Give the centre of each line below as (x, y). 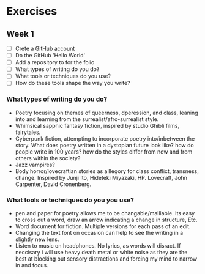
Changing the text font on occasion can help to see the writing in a (99, 232)
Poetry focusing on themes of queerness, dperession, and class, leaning (106, 113)
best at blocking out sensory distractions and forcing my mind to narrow (106, 259)
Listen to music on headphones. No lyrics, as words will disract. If (98, 245)
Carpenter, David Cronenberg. (53, 184)
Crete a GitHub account (45, 48)
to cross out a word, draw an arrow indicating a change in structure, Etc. (106, 220)
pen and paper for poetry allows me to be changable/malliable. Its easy (105, 213)
